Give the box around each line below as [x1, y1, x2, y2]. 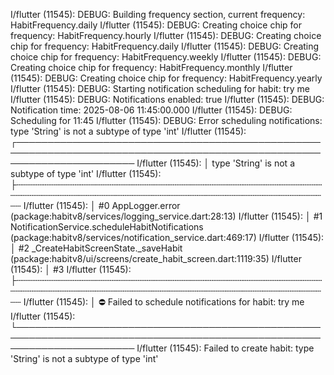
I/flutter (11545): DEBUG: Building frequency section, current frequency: [10, 9, 306, 20]
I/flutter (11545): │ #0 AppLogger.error [23, 200, 181, 211]
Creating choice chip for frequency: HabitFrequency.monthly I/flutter [10, 62, 293, 73]
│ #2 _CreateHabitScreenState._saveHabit [10, 242, 183, 254]
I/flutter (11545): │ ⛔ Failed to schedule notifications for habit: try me [23, 296, 305, 308]
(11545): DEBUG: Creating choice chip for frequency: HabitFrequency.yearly [10, 72, 323, 84]
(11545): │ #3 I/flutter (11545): [10, 264, 132, 275]
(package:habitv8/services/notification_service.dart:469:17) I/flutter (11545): [10, 232, 325, 243]
